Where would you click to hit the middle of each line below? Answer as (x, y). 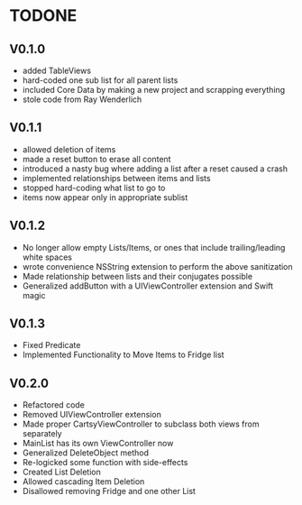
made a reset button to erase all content (96, 159)
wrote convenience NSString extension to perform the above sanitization (157, 266)
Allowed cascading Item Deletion (83, 482)
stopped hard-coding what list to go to (94, 188)
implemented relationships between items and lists (116, 178)
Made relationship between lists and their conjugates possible (137, 276)
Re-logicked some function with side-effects (105, 463)
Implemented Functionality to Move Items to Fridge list (123, 355)
